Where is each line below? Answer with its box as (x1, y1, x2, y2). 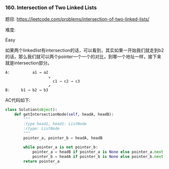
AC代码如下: (5, 97, 31, 103)
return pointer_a (23, 158, 60, 164)
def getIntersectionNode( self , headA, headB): (14, 112, 114, 117)
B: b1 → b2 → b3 (5, 88, 49, 93)
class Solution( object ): (5, 107, 58, 112)
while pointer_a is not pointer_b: (23, 145, 98, 150)
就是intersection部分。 (5, 60, 52, 66)
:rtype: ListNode (23, 126, 60, 131)
